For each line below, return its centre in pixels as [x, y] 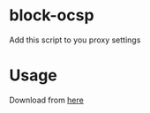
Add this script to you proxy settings [75, 40]
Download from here [46, 100]
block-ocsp [52, 15]
